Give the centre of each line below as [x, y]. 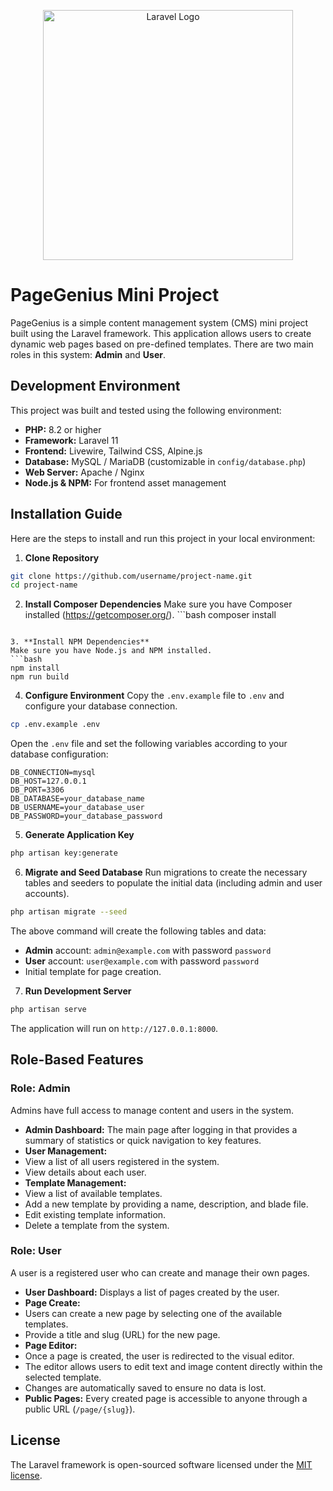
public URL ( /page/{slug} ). [80, 1409]
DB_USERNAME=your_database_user [77, 808]
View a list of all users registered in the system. [122, 1161]
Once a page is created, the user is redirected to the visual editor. [159, 1356]
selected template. [63, 1377]
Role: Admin [40, 1088]
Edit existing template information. [95, 1214]
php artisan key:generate [64, 853]
